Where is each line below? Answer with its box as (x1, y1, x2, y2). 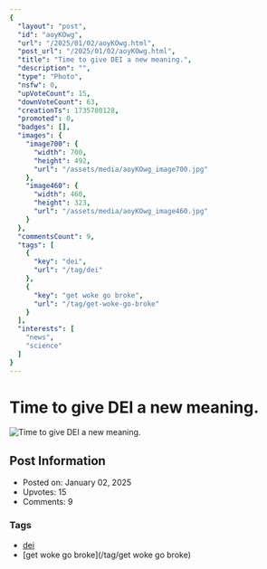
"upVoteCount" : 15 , (17, 89, 91, 98)
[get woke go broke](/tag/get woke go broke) (22, 549, 192, 560)
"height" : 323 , (33, 198, 91, 208)
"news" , (25, 333, 54, 342)
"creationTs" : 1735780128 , (17, 106, 119, 115)
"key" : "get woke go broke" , (33, 290, 144, 299)
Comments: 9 (22, 497, 73, 507)
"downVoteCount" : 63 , (17, 97, 100, 107)
